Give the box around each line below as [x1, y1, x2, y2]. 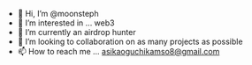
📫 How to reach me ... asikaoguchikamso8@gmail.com [17, 47, 220, 56]
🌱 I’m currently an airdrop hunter [17, 27, 136, 37]
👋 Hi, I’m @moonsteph [17, 9, 99, 18]
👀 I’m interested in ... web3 [17, 18, 115, 28]
